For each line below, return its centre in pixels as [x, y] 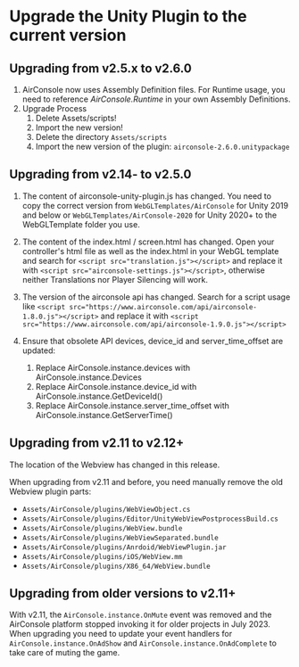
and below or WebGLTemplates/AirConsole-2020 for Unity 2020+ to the [149, 215]
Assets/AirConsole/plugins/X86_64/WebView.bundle [116, 566]
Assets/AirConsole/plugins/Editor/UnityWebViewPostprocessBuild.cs [150, 519]
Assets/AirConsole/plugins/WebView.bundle [102, 528]
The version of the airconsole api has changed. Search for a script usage [156, 297]
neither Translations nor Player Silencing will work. [115, 279]
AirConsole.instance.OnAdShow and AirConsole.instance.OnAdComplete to [143, 643]
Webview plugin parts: [50, 491]
